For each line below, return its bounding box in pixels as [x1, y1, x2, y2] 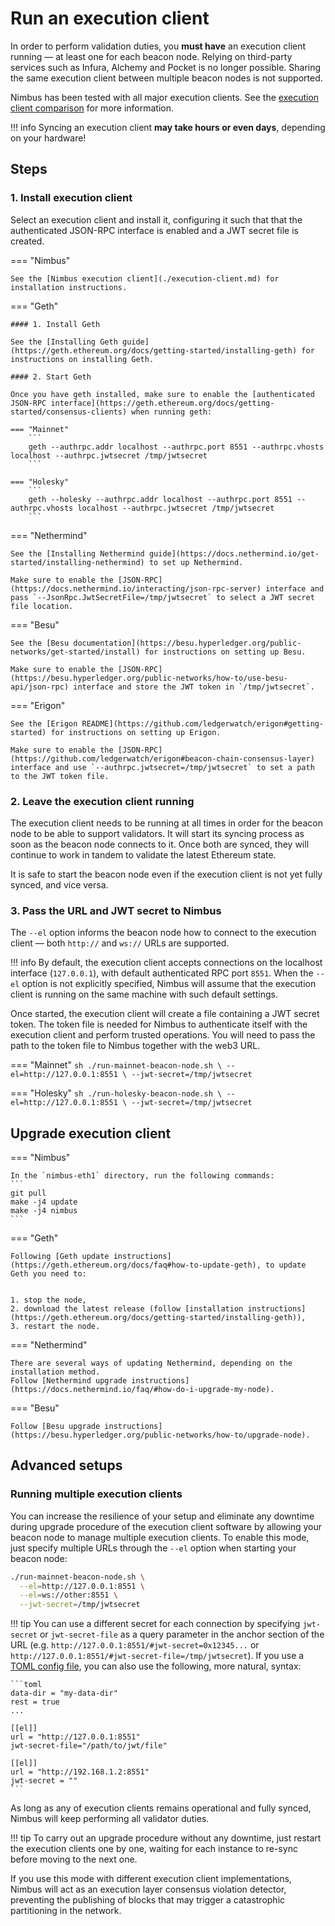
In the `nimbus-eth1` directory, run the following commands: [10, 1171, 275, 1181]
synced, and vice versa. [10, 878, 109, 891]
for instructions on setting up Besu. [144, 647, 307, 657]
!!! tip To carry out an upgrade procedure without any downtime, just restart [10, 1832, 322, 1844]
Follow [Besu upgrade [10, 1422, 101, 1432]
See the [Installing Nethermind [10, 548, 145, 559]
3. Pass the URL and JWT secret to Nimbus [10, 903, 222, 917]
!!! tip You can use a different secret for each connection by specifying [10, 1618, 301, 1630]
